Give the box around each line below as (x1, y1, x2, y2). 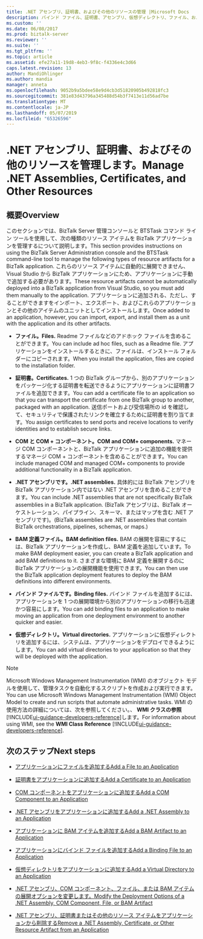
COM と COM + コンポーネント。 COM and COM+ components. (14, 438, 175, 445)
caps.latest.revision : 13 (6, 65, 71, 71)
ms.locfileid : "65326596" (6, 115, 71, 121)
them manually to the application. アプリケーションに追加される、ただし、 (6, 292, 192, 299)
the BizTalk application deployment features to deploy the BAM (14, 571, 172, 578)
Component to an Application (14, 795, 88, 803)
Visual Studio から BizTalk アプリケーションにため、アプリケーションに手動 (6, 270, 193, 278)
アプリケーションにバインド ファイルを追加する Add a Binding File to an (14, 847, 192, 854)
